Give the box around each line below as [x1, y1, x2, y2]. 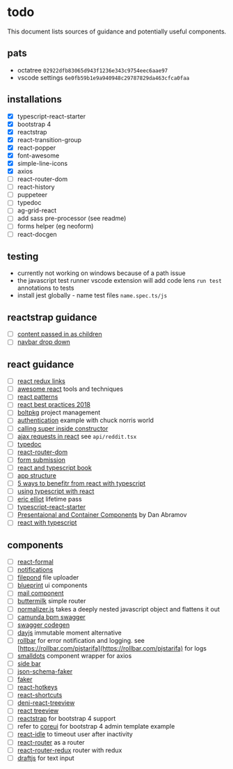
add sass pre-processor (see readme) [17, 214, 127, 223]
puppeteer [17, 191, 47, 199]
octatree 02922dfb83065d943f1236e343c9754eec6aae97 [17, 65, 168, 74]
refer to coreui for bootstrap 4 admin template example [17, 722, 175, 731]
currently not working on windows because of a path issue [17, 269, 186, 277]
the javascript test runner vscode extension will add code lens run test [17, 277, 223, 285]
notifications [17, 566, 54, 574]
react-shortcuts [17, 691, 63, 699]
